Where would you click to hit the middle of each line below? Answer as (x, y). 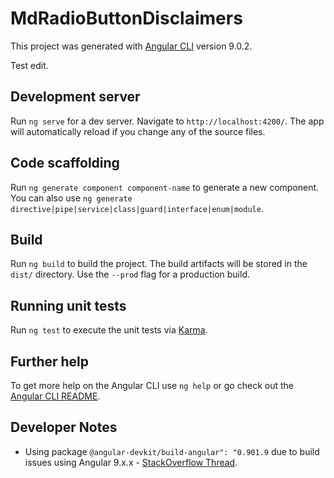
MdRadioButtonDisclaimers (126, 18)
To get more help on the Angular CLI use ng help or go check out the (152, 385)
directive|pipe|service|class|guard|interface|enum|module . (137, 208)
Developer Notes (64, 427)
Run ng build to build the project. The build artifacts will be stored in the (159, 264)
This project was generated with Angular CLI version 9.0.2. (131, 46)
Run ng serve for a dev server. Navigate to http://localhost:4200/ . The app (167, 121)
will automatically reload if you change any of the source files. (138, 131)
